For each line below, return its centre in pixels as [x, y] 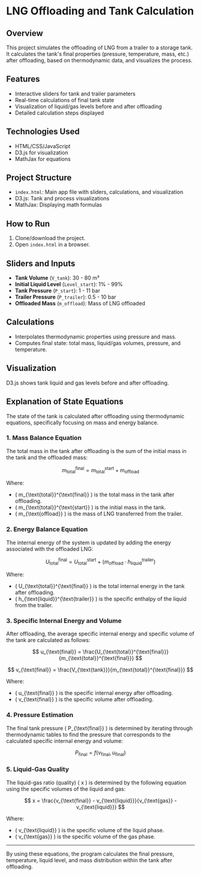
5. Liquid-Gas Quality [38, 769]
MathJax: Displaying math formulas [58, 205]
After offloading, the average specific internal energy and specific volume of [100, 634]
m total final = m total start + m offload [100, 470]
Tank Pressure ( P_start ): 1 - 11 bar [57, 291]
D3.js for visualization [42, 152]
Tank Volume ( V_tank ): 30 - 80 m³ [57, 278]
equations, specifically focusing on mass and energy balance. [83, 422]
